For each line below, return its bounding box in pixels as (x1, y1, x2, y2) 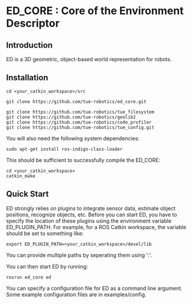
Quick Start (6, 189, 49, 199)
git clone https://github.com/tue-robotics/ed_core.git (6, 98, 147, 104)
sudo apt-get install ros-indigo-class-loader (6, 146, 123, 152)
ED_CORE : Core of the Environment (6, 4, 184, 18)
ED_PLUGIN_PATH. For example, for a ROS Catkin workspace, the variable (6, 223, 187, 230)
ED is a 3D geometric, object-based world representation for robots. (6, 56, 172, 62)
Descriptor (6, 16, 60, 30)
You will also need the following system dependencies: (6, 134, 140, 142)
